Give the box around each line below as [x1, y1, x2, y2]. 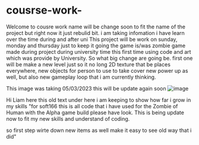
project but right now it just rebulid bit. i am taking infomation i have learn [6, 29, 185, 36]
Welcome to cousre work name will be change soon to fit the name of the [6, 23, 186, 30]
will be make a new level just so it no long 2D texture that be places [6, 60, 171, 68]
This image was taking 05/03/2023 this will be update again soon [6, 85, 166, 92]
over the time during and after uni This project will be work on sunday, [6, 36, 178, 43]
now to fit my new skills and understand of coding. [6, 115, 130, 122]
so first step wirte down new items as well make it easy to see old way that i [6, 127, 192, 134]
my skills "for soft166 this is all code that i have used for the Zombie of [6, 102, 178, 109]
